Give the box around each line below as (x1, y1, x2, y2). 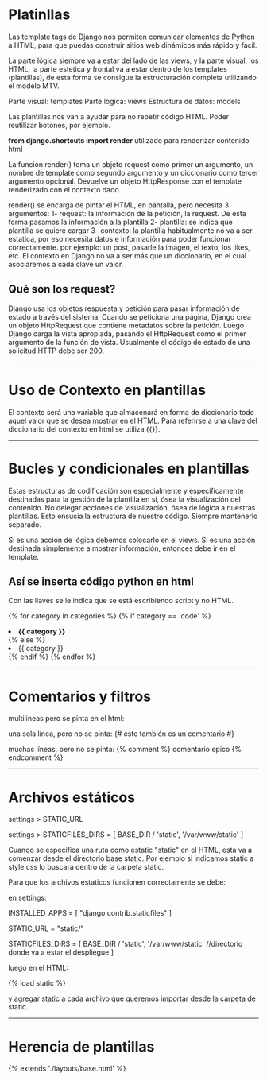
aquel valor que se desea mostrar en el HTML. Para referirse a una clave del (8, 416, 257, 425)
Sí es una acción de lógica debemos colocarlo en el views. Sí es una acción (8, 535, 256, 544)
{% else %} (8, 635, 46, 645)
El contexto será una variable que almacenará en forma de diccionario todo (8, 407, 255, 417)
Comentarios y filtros (8, 688, 152, 705)
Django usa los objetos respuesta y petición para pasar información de (8, 304, 240, 313)
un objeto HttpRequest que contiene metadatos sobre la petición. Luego (8, 320, 245, 330)
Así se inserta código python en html (8, 575, 195, 589)
